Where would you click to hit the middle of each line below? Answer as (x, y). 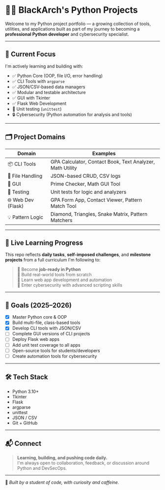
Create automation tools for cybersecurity (55, 356)
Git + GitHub (25, 423)
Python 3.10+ (26, 392)
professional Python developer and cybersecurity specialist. (67, 34)
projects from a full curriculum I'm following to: (53, 260)
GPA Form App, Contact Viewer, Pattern (96, 200)
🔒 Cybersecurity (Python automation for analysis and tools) (72, 114)
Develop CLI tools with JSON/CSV (47, 328)
